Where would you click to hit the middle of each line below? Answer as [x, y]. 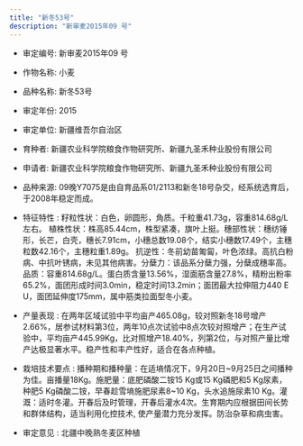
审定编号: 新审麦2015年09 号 [75, 53]
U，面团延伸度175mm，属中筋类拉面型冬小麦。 [110, 296]
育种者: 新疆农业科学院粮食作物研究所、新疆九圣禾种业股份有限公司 [147, 149]
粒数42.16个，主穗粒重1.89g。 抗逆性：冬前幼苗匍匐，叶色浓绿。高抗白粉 [158, 251]
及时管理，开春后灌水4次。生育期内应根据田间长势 [195, 402]
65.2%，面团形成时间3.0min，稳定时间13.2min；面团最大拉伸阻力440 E [156, 285]
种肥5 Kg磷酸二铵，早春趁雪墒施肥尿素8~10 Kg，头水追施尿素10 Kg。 [151, 391]
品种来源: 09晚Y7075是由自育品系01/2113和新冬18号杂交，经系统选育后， [158, 187]
